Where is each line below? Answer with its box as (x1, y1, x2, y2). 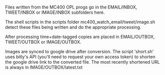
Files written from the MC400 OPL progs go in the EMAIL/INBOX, (5, 4, 137, 10)
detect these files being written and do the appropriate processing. (5, 24, 142, 30)
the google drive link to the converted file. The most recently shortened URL (5, 59, 160, 65)
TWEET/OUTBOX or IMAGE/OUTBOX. (5, 39, 82, 45)
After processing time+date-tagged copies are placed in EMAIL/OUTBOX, (5, 34, 155, 39)
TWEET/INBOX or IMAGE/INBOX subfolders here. (5, 9, 105, 15)
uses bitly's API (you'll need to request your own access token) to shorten (5, 54, 156, 60)
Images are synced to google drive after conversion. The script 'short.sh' (5, 49, 154, 54)
